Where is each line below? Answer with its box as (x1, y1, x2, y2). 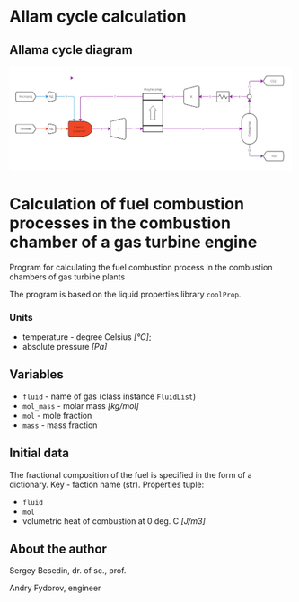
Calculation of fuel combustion (9, 193, 245, 214)
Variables (9, 367, 65, 383)
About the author (9, 541, 108, 556)
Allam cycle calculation (9, 6, 187, 27)
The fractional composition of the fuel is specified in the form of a (9, 469, 253, 480)
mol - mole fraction (22, 410, 92, 421)
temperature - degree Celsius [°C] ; (22, 331, 152, 342)
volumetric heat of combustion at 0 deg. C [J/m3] (22, 515, 207, 527)
